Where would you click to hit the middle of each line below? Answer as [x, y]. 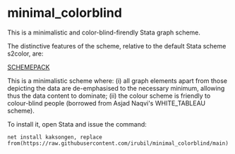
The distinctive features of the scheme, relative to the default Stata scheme [117, 46]
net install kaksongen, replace [55, 137]
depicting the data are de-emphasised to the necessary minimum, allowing [116, 88]
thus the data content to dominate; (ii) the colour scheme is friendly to [109, 96]
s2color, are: [25, 53]
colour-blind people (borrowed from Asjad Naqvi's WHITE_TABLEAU [107, 103]
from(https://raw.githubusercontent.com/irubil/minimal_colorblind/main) [118, 143]
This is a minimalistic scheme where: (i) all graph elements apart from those [117, 81]
